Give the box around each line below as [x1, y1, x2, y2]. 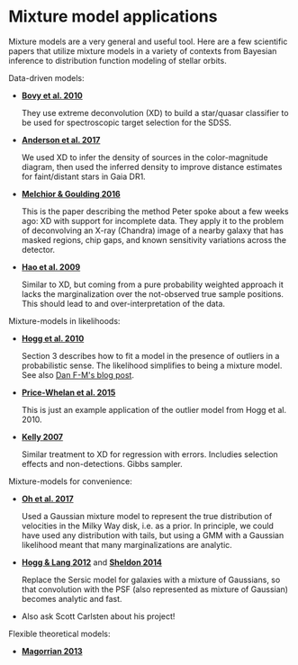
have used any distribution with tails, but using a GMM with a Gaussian [21, 529, 284, 541]
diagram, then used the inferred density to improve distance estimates [21, 161, 283, 172]
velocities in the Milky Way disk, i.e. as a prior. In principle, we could [21, 520, 274, 531]
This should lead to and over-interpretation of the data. [21, 298, 226, 309]
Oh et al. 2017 [21, 493, 74, 504]
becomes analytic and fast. [21, 593, 122, 604]
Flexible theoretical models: [8, 628, 111, 639]
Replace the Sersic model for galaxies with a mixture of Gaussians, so [21, 574, 281, 585]
